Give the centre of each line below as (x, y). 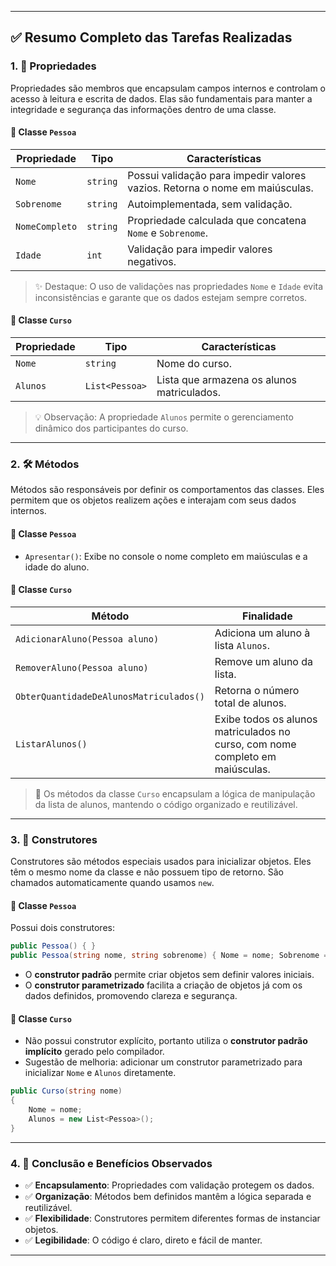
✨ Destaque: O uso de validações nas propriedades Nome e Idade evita (179, 286)
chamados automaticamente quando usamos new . (112, 883)
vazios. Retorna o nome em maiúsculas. (220, 188)
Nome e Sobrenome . (167, 233)
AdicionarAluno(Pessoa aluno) (87, 639)
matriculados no (252, 731)
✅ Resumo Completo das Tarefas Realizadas (151, 37)
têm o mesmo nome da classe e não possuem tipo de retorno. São (147, 872)
